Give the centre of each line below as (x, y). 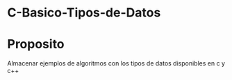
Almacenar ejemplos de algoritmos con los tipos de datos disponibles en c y (116, 63)
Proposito (36, 44)
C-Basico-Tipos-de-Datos (84, 13)
